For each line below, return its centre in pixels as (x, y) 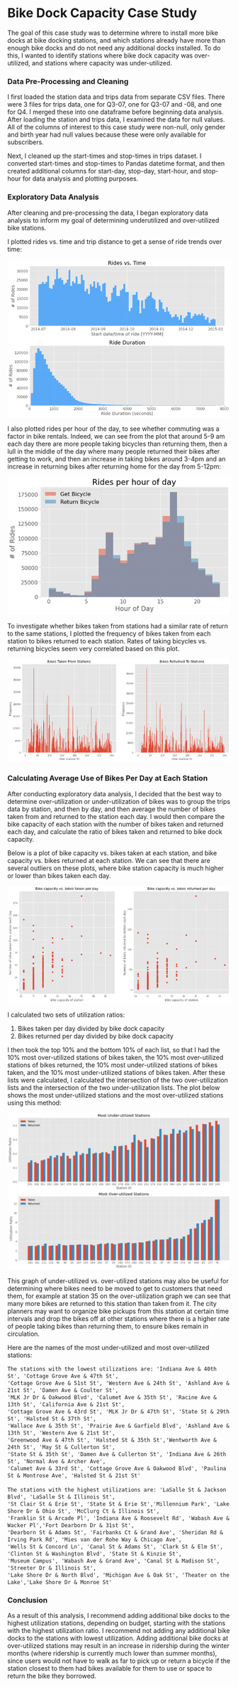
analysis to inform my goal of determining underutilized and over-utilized (113, 220)
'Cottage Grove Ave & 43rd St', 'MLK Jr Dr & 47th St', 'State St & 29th (119, 1412)
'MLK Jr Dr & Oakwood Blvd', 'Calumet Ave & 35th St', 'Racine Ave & (112, 1398)
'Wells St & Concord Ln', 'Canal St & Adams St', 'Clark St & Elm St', (115, 1547)
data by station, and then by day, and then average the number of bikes (112, 809)
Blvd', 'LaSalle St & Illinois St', (61, 1497)
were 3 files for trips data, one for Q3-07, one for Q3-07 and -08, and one (114, 105)
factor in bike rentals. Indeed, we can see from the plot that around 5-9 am (116, 437)
